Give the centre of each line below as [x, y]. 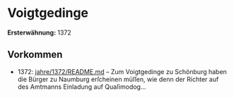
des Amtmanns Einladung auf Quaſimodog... [82, 87]
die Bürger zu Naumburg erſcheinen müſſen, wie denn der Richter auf [118, 79]
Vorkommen [35, 55]
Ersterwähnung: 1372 [40, 32]
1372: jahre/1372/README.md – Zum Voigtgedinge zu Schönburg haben [122, 71]
